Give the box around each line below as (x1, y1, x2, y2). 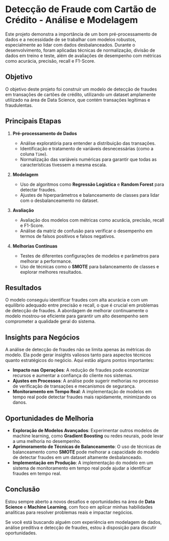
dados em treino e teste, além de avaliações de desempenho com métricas (5, 52, 161, 59)
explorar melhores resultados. (20, 269, 83, 275)
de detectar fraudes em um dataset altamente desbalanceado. (12, 454, 143, 460)
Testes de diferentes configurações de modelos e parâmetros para (20, 253, 159, 259)
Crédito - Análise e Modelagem (5, 14, 138, 26)
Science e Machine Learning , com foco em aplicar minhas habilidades (5, 504, 153, 510)
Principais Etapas (5, 117, 62, 126)
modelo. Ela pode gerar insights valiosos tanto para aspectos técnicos (5, 352, 151, 358)
